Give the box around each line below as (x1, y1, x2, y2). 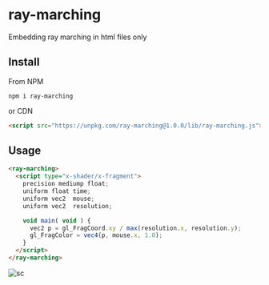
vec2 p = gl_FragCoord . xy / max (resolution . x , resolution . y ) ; (29, 224, 242, 232)
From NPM (8, 76, 44, 86)
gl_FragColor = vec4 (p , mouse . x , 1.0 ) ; (29, 231, 163, 239)
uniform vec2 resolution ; (22, 202, 113, 210)
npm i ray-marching (8, 92, 74, 100)
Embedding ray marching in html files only (8, 32, 147, 42)
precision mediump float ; (22, 180, 110, 188)
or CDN (8, 106, 34, 115)
